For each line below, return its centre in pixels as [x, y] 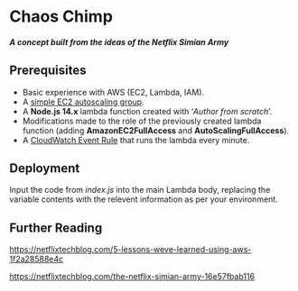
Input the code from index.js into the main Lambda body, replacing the [140, 190]
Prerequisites [48, 71]
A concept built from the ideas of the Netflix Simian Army [119, 41]
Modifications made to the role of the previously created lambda [142, 121]
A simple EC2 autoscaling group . [83, 102]
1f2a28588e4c [37, 259]
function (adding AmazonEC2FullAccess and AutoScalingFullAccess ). [156, 130]
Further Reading [56, 227]
